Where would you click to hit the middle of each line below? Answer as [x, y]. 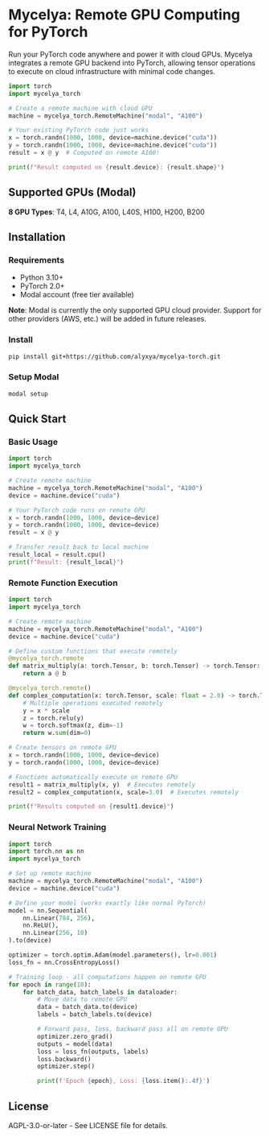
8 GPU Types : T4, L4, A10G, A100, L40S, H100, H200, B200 [106, 212]
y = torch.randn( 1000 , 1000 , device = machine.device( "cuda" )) [113, 145]
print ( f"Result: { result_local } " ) [66, 562]
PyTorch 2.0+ [43, 286]
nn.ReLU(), [41, 925]
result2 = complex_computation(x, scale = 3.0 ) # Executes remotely [124, 792]
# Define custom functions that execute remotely [93, 651]
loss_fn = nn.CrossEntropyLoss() [64, 962]
